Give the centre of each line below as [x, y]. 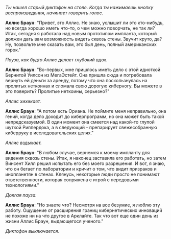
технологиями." [22, 185]
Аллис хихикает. [23, 101]
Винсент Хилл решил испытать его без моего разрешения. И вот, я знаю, [85, 163]
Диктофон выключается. [32, 231]
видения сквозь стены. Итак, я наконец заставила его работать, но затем [86, 158]
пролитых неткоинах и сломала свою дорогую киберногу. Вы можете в [84, 86]
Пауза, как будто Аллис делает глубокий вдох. [57, 60]
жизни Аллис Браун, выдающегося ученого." [54, 221]
